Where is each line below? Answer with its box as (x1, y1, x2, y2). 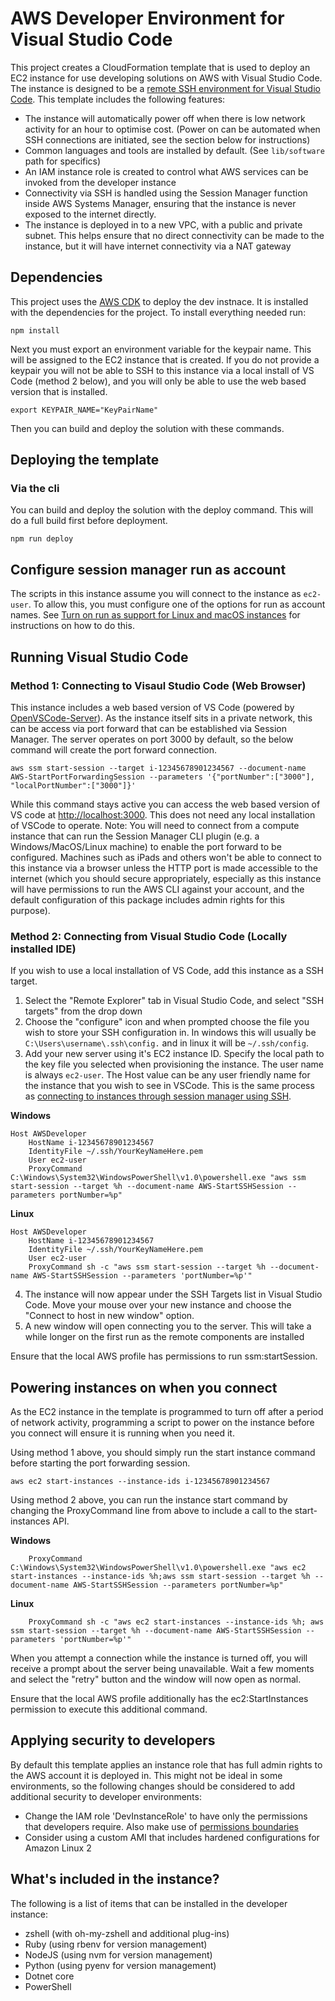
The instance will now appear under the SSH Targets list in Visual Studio (24, 1288, 323, 1301)
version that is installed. (10, 385, 108, 397)
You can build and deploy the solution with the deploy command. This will (10, 504, 314, 516)
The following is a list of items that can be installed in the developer (10, 1897, 288, 1909)
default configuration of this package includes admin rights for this (10, 893, 285, 906)
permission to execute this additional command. (10, 1703, 208, 1716)
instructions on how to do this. (10, 620, 135, 632)
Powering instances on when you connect (10, 1379, 278, 1396)
